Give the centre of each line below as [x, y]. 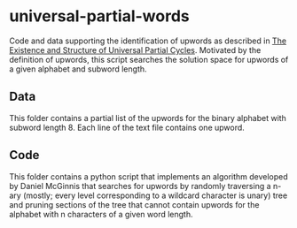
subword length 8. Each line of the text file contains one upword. [127, 127]
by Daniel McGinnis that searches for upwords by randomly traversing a [141, 186]
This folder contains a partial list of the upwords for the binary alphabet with [148, 118]
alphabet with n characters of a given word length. [101, 214]
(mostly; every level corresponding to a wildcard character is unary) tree [156, 195]
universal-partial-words [99, 16]
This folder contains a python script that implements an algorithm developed [148, 176]
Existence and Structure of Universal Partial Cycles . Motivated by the [135, 49]
